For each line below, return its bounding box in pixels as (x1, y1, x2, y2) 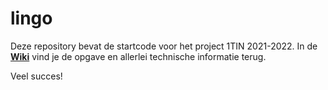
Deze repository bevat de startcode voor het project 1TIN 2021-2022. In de (10, 40, 318, 52)
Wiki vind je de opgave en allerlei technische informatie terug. (10, 50, 267, 62)
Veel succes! (10, 70, 63, 82)
